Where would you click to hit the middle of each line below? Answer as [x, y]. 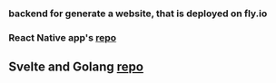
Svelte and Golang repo [76, 67]
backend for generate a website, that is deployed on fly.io [138, 14]
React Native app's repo [63, 37]
